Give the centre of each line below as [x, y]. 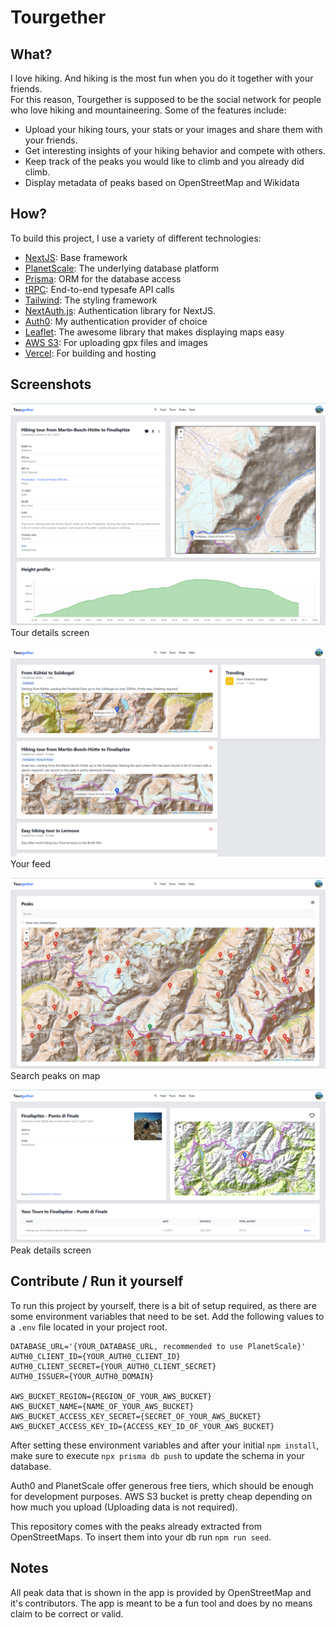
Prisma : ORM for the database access [103, 278]
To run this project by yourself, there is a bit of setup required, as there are [163, 1305]
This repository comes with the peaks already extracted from [136, 1526]
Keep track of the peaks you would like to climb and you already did [164, 161]
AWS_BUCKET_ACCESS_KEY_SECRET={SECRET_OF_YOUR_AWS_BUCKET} [136, 1416]
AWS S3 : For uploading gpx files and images [116, 342]
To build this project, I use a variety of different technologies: [136, 238]
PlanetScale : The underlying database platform [122, 268]
